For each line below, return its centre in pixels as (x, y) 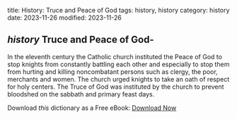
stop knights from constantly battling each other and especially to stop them (118, 64)
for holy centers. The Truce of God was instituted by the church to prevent (116, 87)
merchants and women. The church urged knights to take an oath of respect (118, 79)
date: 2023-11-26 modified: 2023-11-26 (64, 18)
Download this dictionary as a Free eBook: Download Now (92, 108)
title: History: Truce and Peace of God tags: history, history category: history (118, 10)
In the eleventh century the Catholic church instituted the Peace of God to (115, 56)
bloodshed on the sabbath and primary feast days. (81, 94)
